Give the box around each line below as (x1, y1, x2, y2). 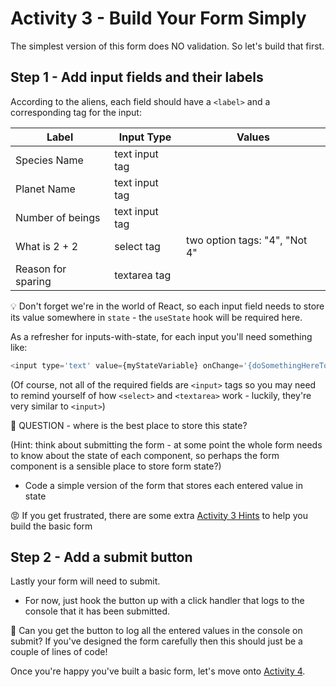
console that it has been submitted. (24, 605, 171, 617)
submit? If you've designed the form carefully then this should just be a (10, 635, 303, 647)
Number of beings (15, 210, 101, 224)
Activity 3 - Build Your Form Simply (10, 7, 307, 30)
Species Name (15, 153, 84, 167)
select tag (114, 239, 161, 253)
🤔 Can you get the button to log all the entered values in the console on (10, 625, 303, 637)
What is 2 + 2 (15, 239, 79, 253)
